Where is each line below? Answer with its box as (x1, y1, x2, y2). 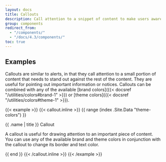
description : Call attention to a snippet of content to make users (5, 16, 149, 21)
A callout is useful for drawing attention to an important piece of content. (5, 131, 153, 137)
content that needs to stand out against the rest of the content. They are (5, 76, 152, 82)
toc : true (5, 40, 26, 44)
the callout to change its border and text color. (5, 141, 99, 147)
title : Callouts (5, 12, 39, 17)
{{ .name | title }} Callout (5, 121, 55, 127)
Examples (5, 58, 36, 66)
